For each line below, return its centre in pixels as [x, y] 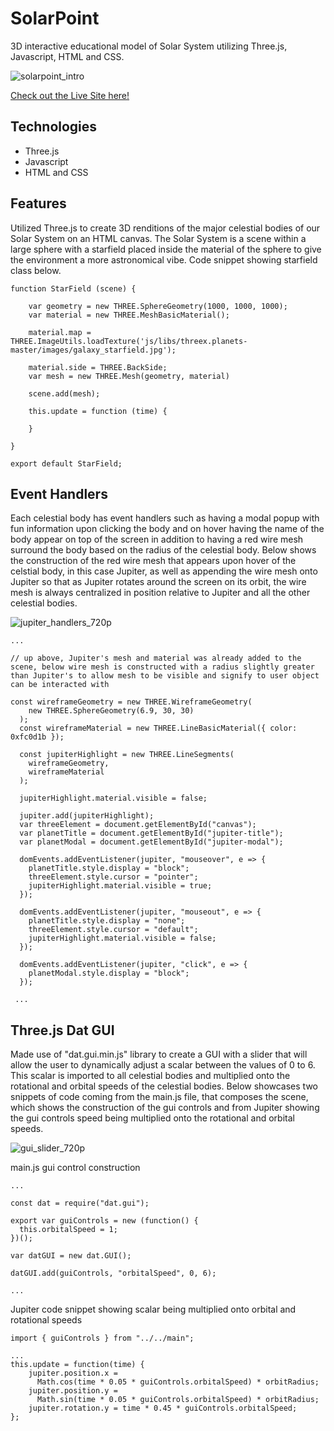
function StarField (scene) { [73, 288]
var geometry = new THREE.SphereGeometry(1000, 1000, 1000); [158, 306]
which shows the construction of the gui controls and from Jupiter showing [165, 1108]
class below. [36, 270]
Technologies [54, 127]
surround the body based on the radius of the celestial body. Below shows [163, 550]
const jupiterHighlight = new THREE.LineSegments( [127, 755]
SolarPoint [55, 18]
